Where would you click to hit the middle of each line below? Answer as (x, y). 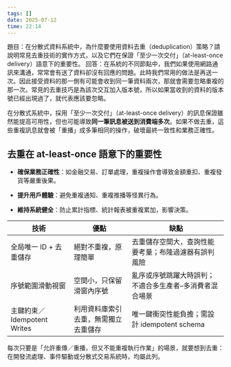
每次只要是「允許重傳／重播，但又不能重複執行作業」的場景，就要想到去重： (115, 348)
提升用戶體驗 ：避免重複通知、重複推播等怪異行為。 (89, 195)
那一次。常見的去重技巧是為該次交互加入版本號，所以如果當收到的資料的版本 (115, 90)
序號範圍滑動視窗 (38, 286)
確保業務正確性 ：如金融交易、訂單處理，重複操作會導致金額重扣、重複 (117, 172)
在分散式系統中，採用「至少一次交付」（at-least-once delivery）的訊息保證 (112, 113)
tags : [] (20, 13)
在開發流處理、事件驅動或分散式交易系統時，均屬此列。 (85, 357)
